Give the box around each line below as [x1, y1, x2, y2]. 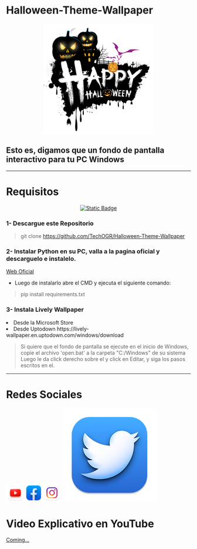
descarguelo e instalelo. [6, 254, 76, 263]
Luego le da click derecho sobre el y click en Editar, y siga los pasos [20, 355, 186, 362]
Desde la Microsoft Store [13, 319, 74, 326]
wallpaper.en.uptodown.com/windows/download [6, 331, 124, 339]
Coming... [6, 537, 30, 544]
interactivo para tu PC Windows [6, 154, 124, 165]
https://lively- [56, 325, 89, 332]
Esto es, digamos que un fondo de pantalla [6, 145, 165, 156]
